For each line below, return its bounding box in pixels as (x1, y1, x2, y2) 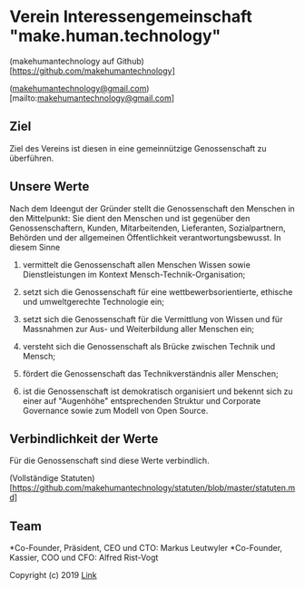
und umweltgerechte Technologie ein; (22, 296, 165, 307)
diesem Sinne (9, 241, 61, 252)
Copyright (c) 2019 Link (9, 570, 97, 581)
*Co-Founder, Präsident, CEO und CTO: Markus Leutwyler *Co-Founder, (9, 543, 283, 554)
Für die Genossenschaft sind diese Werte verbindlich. (9, 456, 211, 466)
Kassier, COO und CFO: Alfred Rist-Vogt (9, 552, 159, 564)
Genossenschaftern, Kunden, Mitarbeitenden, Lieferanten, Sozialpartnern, (9, 222, 286, 233)
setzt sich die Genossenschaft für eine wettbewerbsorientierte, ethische (22, 286, 293, 297)
